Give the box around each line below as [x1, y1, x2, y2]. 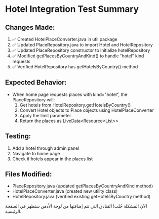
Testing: [5, 132, 31, 140]
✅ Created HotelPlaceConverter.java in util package [12, 36, 118, 42]
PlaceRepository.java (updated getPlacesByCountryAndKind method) [12, 183, 153, 189]
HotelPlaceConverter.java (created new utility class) [12, 188, 118, 194]
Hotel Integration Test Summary [5, 3, 139, 15]
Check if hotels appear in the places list [12, 156, 93, 162]
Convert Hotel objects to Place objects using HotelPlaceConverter [19, 107, 154, 113]
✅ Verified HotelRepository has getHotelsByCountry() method [12, 64, 138, 70]
